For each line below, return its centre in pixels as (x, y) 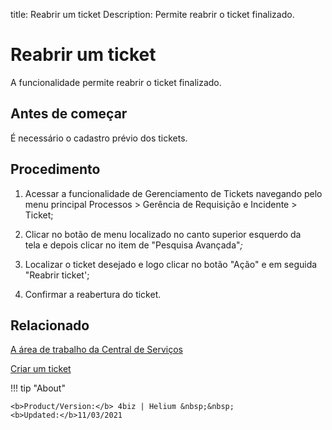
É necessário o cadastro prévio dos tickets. (99, 138)
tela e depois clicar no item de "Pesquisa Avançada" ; (133, 245)
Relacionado (50, 325)
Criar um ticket (41, 369)
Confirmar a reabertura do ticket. (93, 294)
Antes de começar (69, 114)
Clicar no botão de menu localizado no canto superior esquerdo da (163, 234)
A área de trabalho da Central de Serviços (96, 350)
